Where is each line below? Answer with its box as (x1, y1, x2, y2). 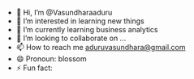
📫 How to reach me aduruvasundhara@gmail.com (15, 43, 186, 52)
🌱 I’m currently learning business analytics (15, 25, 158, 34)
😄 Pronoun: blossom (15, 54, 87, 64)
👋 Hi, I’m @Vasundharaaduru (15, 8, 113, 17)
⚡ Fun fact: (15, 63, 53, 73)
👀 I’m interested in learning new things (15, 16, 144, 26)
